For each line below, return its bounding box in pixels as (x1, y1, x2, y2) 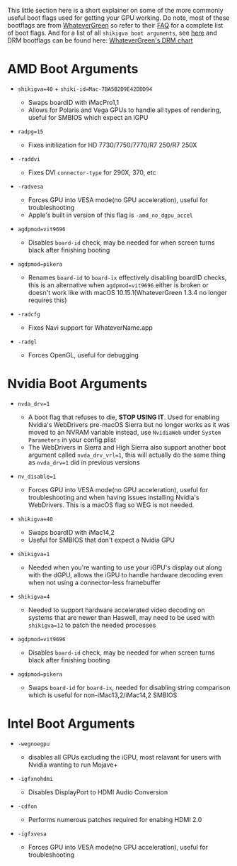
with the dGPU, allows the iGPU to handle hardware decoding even (28, 570, 223, 579)
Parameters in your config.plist (28, 435, 117, 444)
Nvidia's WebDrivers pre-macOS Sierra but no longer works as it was (28, 420, 230, 428)
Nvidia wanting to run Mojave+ (28, 760, 118, 769)
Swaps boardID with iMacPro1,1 (28, 98, 119, 106)
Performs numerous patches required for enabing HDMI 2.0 (28, 815, 202, 823)
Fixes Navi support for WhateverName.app (28, 323, 154, 332)
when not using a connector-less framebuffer (28, 578, 161, 587)
